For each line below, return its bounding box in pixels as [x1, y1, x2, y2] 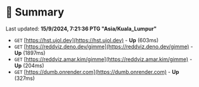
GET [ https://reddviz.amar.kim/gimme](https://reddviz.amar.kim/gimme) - [14, 55, 192, 63]
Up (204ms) [14, 62, 45, 69]
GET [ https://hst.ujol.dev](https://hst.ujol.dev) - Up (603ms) [14, 36, 159, 44]
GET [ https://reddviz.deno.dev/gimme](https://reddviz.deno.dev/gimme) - [14, 43, 194, 50]
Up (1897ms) [14, 49, 46, 56]
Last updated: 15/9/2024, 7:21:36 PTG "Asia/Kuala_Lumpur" [5, 25, 157, 32]
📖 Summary [5, 5, 64, 19]
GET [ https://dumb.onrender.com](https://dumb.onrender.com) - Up [14, 68, 179, 75]
